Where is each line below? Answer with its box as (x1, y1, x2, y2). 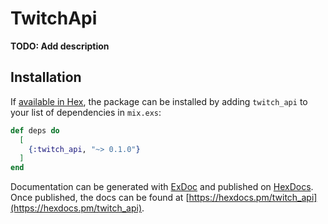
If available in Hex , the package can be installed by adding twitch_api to (10, 95, 308, 107)
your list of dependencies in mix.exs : (10, 106, 162, 118)
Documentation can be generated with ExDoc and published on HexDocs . (10, 181, 314, 193)
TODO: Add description (10, 40, 110, 52)
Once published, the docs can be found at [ (10, 192, 190, 204)
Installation (10, 69, 82, 86)
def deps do (10, 125, 60, 136)
